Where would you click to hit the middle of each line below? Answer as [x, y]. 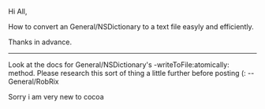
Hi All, [18, 11]
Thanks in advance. [40, 42]
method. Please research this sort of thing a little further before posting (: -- [131, 73]
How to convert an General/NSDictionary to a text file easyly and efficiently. [131, 26]
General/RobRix [34, 81]
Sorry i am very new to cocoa [56, 97]
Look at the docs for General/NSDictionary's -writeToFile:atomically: [119, 65]
